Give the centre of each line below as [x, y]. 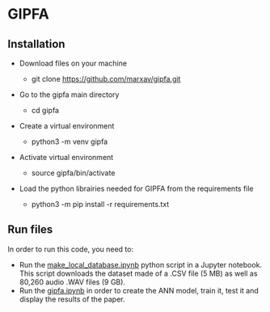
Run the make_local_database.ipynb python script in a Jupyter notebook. [141, 264]
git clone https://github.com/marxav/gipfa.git [106, 79]
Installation [36, 44]
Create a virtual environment [67, 126]
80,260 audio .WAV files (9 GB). [72, 282]
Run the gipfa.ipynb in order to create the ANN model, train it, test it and [139, 290]
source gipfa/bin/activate [73, 173]
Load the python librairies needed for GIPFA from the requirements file [136, 188]
